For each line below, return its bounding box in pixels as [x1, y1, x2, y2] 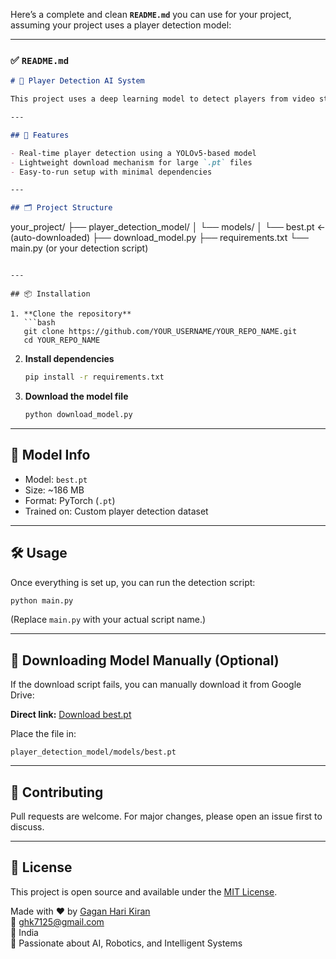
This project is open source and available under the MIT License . [10, 885, 278, 898]
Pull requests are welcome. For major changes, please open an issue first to [10, 810, 323, 823]
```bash [23, 318, 56, 328]
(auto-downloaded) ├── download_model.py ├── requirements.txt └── [10, 232, 310, 244]
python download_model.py [24, 410, 133, 420]
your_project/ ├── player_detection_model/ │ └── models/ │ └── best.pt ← [10, 221, 326, 233]
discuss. [10, 821, 45, 833]
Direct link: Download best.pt [10, 709, 132, 721]
